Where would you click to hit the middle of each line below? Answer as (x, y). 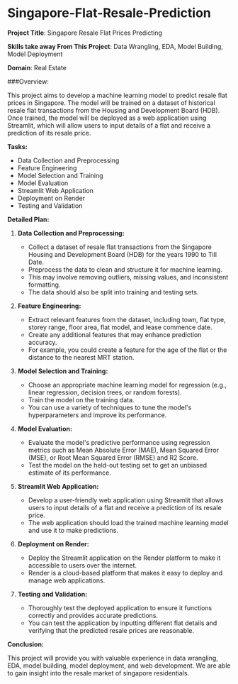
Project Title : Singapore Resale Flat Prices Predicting (85, 33)
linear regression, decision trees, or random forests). (105, 392)
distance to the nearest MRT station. (81, 357)
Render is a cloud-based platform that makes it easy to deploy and (125, 573)
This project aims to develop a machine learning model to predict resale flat (118, 95)
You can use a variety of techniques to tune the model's (110, 407)
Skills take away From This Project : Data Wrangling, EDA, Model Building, (115, 46)
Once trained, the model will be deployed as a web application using (107, 118)
